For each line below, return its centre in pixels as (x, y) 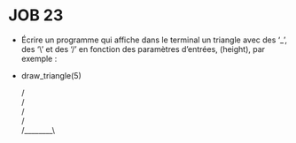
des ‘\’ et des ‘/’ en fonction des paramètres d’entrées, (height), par (143, 49)
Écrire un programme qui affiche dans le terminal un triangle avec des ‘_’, (154, 40)
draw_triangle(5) (51, 75)
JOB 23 (36, 15)
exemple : (39, 58)
